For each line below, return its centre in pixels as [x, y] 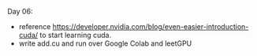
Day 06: [20, 11]
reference [35, 26]
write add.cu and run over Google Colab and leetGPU [105, 43]
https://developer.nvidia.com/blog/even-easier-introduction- [151, 26]
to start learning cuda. [76, 35]
